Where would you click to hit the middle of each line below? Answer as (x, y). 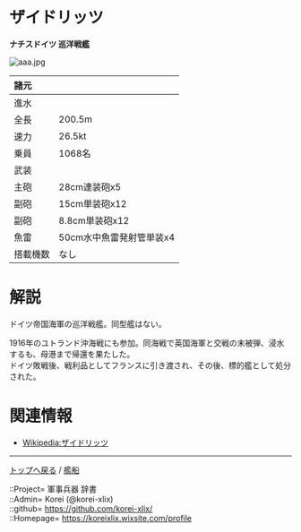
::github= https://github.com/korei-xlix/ (81, 508)
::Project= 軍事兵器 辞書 (53, 489)
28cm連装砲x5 (90, 186)
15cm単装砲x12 (93, 203)
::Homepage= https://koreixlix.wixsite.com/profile (101, 518)
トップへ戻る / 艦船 (44, 469)
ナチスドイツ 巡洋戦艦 (50, 44)
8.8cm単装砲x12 (94, 220)
